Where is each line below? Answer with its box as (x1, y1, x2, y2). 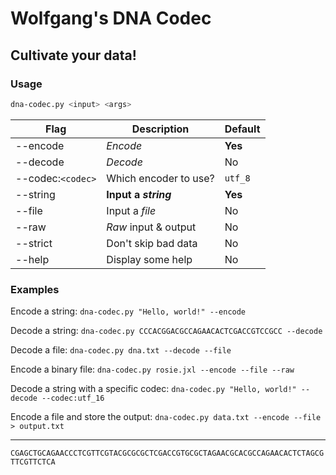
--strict (15, 236, 53, 250)
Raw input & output (106, 220, 197, 234)
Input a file (106, 203, 157, 217)
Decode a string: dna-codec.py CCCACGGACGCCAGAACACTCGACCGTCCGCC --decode (10, 325, 323, 337)
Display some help (106, 252, 193, 266)
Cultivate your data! (10, 47, 137, 64)
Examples (10, 282, 60, 296)
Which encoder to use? (106, 171, 215, 185)
